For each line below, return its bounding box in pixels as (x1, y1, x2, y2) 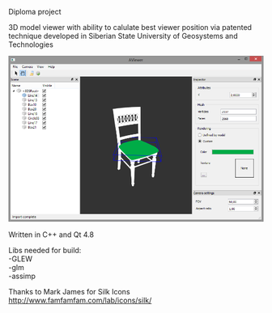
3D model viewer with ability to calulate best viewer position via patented (8, 23, 253, 32)
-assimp (8, 271, 36, 281)
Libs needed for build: (8, 245, 82, 255)
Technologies (8, 40, 54, 49)
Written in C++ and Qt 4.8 (8, 230, 95, 239)
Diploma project (8, 7, 62, 16)
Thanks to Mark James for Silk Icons (8, 286, 131, 296)
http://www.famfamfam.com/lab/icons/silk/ (8, 295, 152, 305)
